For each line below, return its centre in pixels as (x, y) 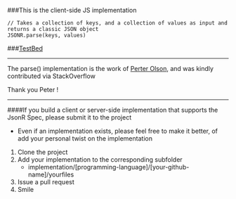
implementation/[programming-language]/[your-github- (109, 167)
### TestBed (25, 48)
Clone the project (42, 152)
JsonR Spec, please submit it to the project (70, 117)
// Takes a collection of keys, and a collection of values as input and (118, 23)
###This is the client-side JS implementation (72, 10)
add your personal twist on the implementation (85, 139)
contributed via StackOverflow (52, 76)
